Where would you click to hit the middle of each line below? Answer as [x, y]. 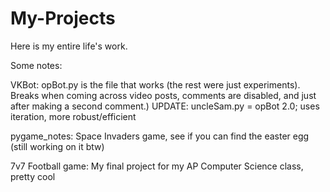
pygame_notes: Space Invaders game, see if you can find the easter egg [160, 136]
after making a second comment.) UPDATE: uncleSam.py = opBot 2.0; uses [165, 106]
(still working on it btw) [57, 146]
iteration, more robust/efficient [73, 116]
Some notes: [36, 65]
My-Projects [63, 18]
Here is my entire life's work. [69, 46]
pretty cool [33, 176]
